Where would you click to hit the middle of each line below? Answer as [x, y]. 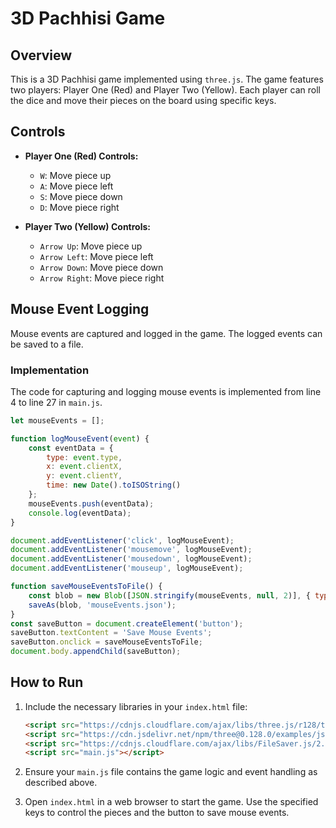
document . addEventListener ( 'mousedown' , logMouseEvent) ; [131, 559]
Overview [41, 55]
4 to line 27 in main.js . [56, 402]
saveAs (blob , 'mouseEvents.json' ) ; [102, 605]
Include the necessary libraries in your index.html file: [136, 706]
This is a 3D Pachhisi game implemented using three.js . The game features [167, 79]
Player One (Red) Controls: [81, 156]
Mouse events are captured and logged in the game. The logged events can [166, 333]
